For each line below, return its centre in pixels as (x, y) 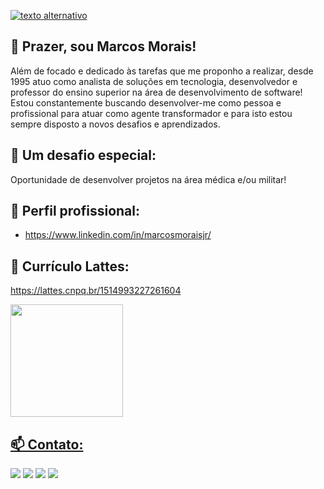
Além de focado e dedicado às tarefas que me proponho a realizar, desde (162, 71)
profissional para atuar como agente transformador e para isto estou (151, 113)
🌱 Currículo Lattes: (70, 266)
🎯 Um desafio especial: (83, 155)
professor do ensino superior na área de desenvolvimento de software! (156, 92)
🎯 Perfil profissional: (75, 211)
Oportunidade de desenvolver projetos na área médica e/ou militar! (148, 179)
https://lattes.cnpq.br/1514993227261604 (96, 291)
